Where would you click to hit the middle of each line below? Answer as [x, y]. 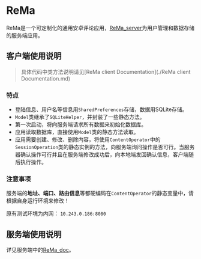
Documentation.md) [46, 78]
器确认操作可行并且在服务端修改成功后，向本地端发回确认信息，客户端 [102, 154]
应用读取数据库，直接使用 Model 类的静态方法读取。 [77, 132]
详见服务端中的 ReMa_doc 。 [40, 250]
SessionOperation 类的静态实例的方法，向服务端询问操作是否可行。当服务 [105, 147]
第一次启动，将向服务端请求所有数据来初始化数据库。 [81, 124]
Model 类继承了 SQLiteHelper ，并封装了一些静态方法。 [80, 117]
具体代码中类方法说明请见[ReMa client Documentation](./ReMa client [106, 72]
